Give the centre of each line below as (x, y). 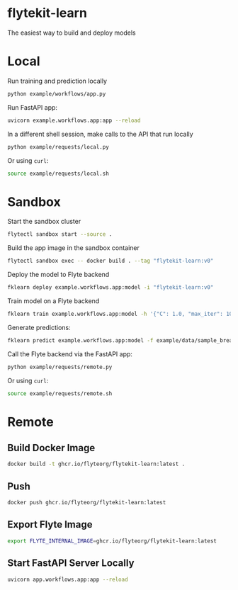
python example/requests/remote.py (60, 367)
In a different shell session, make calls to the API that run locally (100, 134)
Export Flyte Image (50, 524)
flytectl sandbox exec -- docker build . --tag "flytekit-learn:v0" (110, 261)
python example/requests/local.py (58, 147)
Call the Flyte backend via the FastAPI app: (70, 354)
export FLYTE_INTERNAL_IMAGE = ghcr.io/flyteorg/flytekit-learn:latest (112, 541)
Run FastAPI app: (33, 107)
